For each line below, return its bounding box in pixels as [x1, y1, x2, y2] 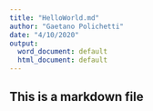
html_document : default [17, 55, 107, 65]
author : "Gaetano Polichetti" [9, 22, 125, 31]
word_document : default [17, 47, 107, 56]
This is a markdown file [9, 89, 144, 105]
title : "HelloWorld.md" [9, 13, 100, 23]
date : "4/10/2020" [9, 30, 79, 39]
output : [9, 38, 39, 48]
